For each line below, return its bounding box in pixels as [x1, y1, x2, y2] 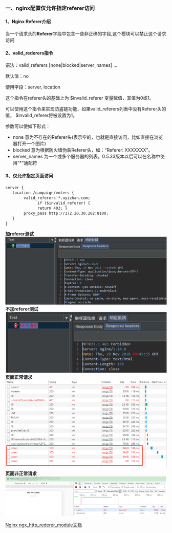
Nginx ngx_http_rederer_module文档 [5, 522, 82, 528]
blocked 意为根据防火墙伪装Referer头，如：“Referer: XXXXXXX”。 [12, 147, 153, 153]
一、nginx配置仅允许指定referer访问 [5, 4, 95, 11]
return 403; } [37, 206, 68, 211]
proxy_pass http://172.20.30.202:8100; [24, 211, 109, 216]
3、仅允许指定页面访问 [5, 172, 54, 178]
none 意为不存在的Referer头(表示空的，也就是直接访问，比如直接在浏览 [12, 134, 163, 140]
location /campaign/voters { [12, 190, 74, 195]
